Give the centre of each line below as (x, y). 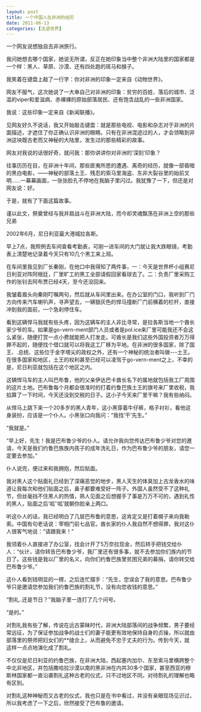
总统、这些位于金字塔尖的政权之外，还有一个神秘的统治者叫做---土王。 (106, 352)
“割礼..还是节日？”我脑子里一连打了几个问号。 (63, 600)
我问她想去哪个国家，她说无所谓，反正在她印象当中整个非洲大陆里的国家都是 (100, 59)
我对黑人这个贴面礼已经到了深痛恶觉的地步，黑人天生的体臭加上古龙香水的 (98, 481)
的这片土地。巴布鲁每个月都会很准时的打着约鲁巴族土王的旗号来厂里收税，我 (100, 387)
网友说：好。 (22, 188)
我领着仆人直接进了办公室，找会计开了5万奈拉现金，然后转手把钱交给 (92, 544)
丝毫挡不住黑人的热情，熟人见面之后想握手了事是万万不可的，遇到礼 (106, 496)
